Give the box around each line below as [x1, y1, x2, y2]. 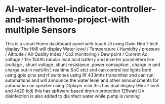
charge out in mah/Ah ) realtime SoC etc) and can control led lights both [5, 67, 152, 72]
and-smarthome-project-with [5, 14, 130, 25]
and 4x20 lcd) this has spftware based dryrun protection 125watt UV [5, 88, 145, 94]
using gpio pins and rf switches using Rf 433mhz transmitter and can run [5, 72, 154, 78]
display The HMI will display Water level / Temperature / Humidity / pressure [5, 46, 160, 52]
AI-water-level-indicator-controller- [5, 3, 156, 15]
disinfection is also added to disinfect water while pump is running [5, 93, 140, 99]
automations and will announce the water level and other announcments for [5, 77, 159, 83]
